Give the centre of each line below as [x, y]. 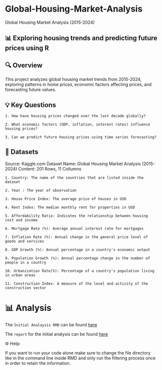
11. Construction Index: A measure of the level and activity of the [77, 284]
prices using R [27, 48]
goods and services [25, 241]
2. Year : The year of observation [41, 190]
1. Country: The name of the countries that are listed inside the [74, 178]
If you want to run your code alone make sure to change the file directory [78, 353]
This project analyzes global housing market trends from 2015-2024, [73, 79]
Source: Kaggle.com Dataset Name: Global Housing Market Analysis [73, 164]
